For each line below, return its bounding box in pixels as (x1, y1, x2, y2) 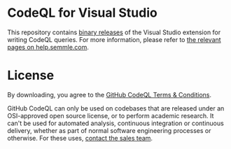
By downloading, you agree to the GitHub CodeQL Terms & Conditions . (7, 90, 212, 99)
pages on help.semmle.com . (7, 43, 90, 51)
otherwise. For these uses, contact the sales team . (7, 134, 153, 142)
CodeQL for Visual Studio (7, 5, 157, 21)
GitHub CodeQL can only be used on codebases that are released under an (7, 104, 225, 113)
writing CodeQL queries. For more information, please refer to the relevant (7, 35, 222, 43)
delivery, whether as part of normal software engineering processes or (7, 126, 211, 134)
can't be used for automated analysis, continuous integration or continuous (7, 119, 224, 127)
